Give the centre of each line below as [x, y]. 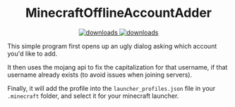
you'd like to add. [32, 53]
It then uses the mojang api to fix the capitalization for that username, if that [117, 67]
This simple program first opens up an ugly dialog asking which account [112, 46]
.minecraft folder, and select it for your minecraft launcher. [93, 96]
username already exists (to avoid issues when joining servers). [100, 75]
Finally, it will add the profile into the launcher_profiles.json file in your [112, 88]
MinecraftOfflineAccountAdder [118, 13]
